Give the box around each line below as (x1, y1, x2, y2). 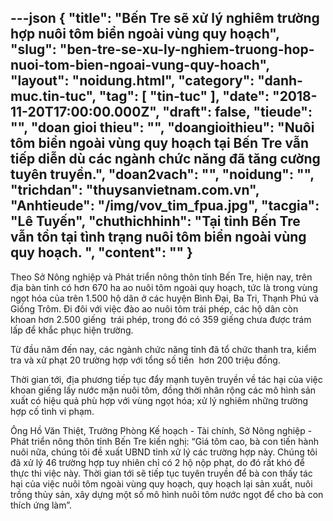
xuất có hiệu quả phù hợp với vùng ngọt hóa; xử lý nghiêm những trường (10, 394, 309, 406)
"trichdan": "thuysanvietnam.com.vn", (10, 182, 260, 199)
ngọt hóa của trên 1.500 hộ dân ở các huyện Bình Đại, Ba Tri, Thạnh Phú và (10, 292, 320, 304)
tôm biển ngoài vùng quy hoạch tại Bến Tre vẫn (10, 135, 310, 152)
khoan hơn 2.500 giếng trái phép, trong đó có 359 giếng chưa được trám (10, 313, 312, 325)
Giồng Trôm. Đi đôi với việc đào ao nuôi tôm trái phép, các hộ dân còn (10, 302, 299, 315)
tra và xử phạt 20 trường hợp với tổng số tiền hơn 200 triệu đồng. (10, 354, 281, 366)
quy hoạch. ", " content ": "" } (10, 244, 193, 261)
